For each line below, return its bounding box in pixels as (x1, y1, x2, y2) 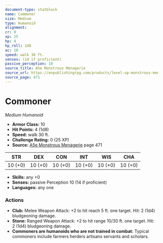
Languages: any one (12, 184, 54, 190)
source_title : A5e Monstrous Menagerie (5, 66, 86, 71)
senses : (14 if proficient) (5, 57, 62, 62)
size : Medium (5, 16, 32, 21)
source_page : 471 (5, 75, 40, 80)
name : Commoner (5, 12, 36, 17)
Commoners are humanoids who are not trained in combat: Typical (12, 228, 149, 234)
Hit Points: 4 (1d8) (12, 126, 49, 132)
